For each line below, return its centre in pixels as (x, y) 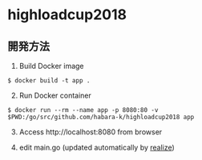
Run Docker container (55, 95)
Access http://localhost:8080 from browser (91, 132)
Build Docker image (52, 66)
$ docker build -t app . (49, 81)
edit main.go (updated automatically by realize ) (97, 147)
